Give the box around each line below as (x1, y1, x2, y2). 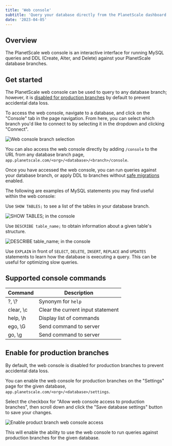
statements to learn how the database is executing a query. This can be (5, 254, 157, 259)
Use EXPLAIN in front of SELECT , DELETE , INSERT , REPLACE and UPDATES (5, 248, 146, 254)
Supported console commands (5, 274, 106, 282)
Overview (5, 36, 37, 45)
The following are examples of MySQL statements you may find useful (5, 188, 154, 194)
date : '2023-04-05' (5, 17, 47, 22)
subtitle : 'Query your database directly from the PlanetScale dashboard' (5, 12, 169, 17)
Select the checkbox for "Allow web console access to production (5, 398, 145, 404)
